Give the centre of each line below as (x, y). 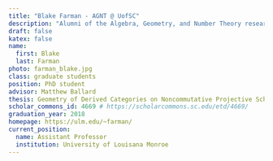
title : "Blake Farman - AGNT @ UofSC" (74, 16)
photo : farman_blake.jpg (50, 69)
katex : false (30, 39)
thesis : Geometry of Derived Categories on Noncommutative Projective (130, 99)
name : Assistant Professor (61, 137)
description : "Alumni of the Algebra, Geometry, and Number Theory (125, 24)
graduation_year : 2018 (47, 115)
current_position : (39, 129)
